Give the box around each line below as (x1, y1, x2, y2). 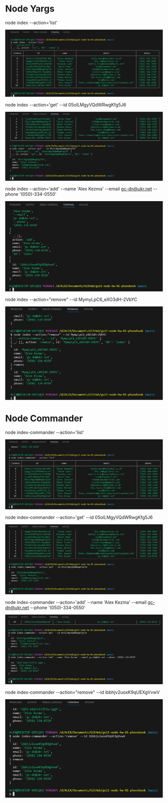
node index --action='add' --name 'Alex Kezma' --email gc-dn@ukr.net (5, 186, 152, 192)
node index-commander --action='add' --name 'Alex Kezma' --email (5, 599, 146, 605)
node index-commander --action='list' (5, 429, 84, 435)
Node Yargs (5, 3, 55, 15)
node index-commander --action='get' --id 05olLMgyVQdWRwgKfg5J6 (5, 514, 153, 520)
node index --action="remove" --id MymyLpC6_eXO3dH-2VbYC (5, 296, 137, 302)
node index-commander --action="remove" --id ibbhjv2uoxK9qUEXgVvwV (5, 689, 160, 695)
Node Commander (5, 412, 83, 424)
